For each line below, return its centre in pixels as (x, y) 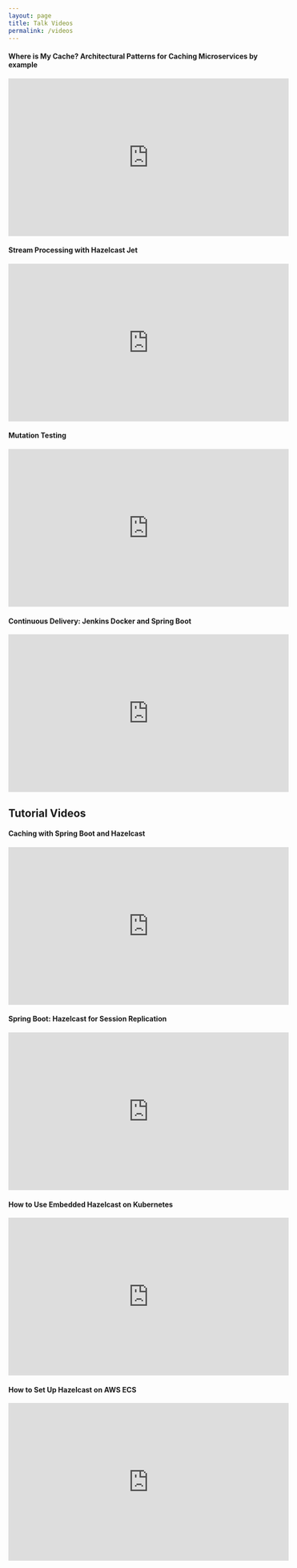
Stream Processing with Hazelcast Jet (73, 250)
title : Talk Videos (41, 23)
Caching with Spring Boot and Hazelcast (77, 833)
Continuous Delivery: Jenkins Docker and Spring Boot (100, 621)
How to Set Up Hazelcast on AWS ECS (72, 1389)
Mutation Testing (37, 435)
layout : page (30, 16)
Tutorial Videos (47, 813)
